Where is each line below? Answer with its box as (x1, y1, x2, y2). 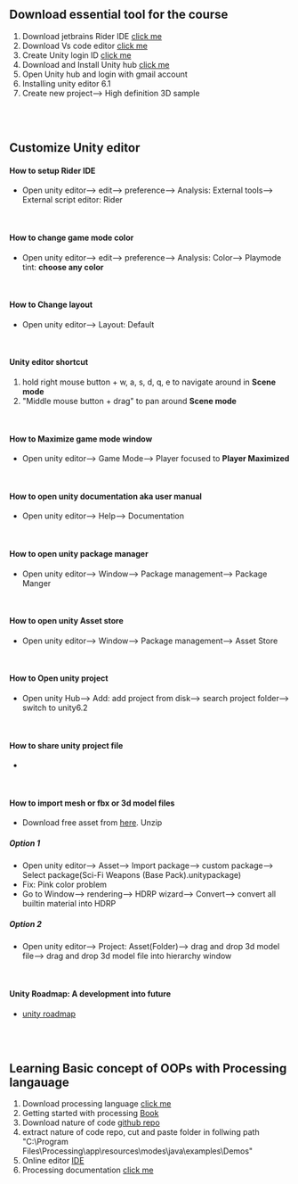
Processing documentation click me (21, 1164, 154, 1176)
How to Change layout (9, 299, 93, 310)
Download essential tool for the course (9, 7, 229, 22)
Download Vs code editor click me (21, 40, 149, 51)
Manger (21, 577, 52, 588)
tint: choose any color (21, 261, 104, 272)
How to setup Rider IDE (9, 165, 96, 176)
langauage (9, 1074, 69, 1089)
